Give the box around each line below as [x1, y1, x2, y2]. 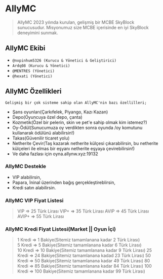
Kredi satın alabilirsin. [12, 184, 56, 190]
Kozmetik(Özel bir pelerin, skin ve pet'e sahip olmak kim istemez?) [12, 119, 147, 125]
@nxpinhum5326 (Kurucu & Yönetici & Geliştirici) [12, 58, 117, 63]
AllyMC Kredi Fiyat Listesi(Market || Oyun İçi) [5, 226, 116, 233]
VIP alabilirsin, [12, 174, 41, 180]
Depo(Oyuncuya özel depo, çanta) [12, 114, 82, 120]
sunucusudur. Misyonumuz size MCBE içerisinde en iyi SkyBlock [17, 24, 149, 30]
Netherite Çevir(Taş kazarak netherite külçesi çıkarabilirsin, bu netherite [12, 140, 159, 146]
